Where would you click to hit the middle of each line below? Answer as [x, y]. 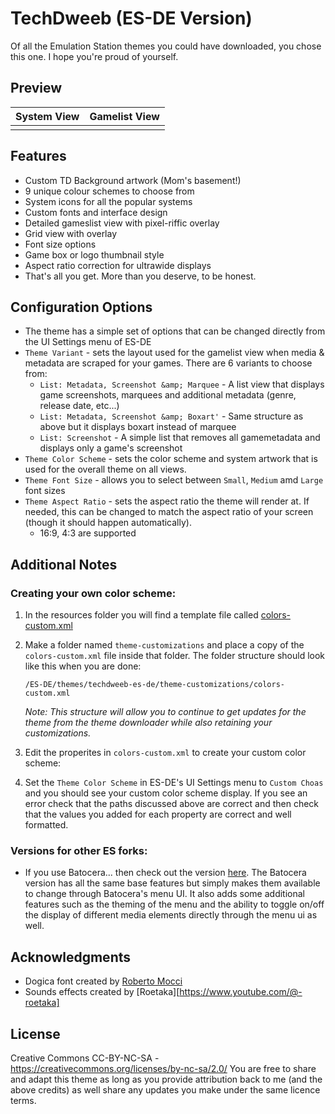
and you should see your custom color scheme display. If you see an [166, 793]
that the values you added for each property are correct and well [158, 814]
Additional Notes [64, 564]
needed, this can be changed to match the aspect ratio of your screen [169, 512]
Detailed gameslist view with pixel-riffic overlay [122, 223]
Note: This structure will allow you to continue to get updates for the [165, 712]
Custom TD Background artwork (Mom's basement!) [133, 180]
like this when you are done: [83, 666]
